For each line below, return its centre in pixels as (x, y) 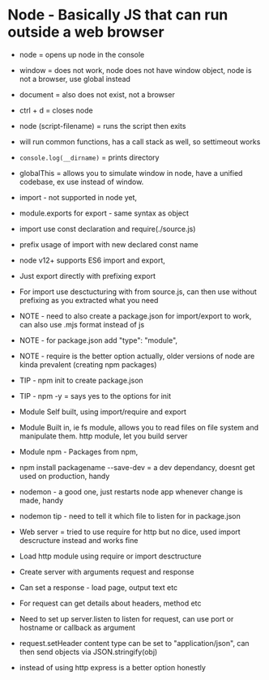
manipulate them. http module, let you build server (103, 436)
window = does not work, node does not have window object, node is (135, 70)
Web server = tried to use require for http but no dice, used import (130, 532)
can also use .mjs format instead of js (82, 324)
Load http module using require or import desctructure (110, 556)
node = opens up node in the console (82, 54)
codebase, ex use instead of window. (81, 182)
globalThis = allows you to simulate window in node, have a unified (131, 173)
